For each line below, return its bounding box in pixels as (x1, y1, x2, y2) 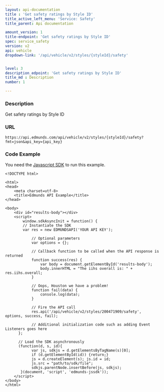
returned (5, 253, 23, 258)
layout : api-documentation (5, 7, 60, 12)
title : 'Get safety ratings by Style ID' (5, 12, 93, 17)
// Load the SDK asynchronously (18, 339, 84, 344)
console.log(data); (40, 292, 80, 297)
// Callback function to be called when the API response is (31, 249, 160, 254)
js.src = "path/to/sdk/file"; (31, 360, 93, 366)
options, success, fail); (5, 313, 58, 318)
